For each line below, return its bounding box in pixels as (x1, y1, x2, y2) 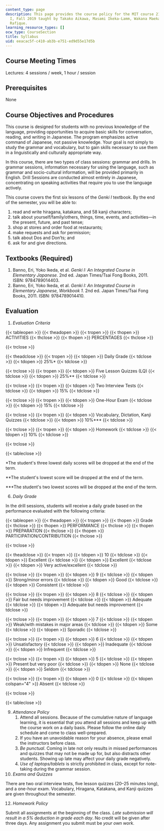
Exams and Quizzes (12, 771, 53, 777)
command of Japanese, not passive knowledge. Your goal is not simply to (5, 139, 154, 145)
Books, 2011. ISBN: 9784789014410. (12, 293, 85, 298)
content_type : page (5, 7, 45, 12)
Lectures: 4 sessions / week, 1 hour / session (5, 70, 96, 75)
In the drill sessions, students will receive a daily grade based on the (5, 502, 143, 509)
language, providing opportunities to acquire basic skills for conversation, (5, 129, 153, 135)
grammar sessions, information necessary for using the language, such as (5, 164, 154, 170)
